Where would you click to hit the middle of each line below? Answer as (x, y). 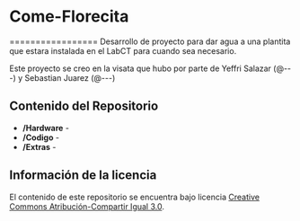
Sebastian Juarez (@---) (70, 77)
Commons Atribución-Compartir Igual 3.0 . (87, 206)
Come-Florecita (69, 17)
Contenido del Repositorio (84, 106)
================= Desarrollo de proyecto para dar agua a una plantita (150, 41)
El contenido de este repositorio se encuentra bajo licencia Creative (135, 197)
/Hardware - (46, 128)
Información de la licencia (83, 176)
